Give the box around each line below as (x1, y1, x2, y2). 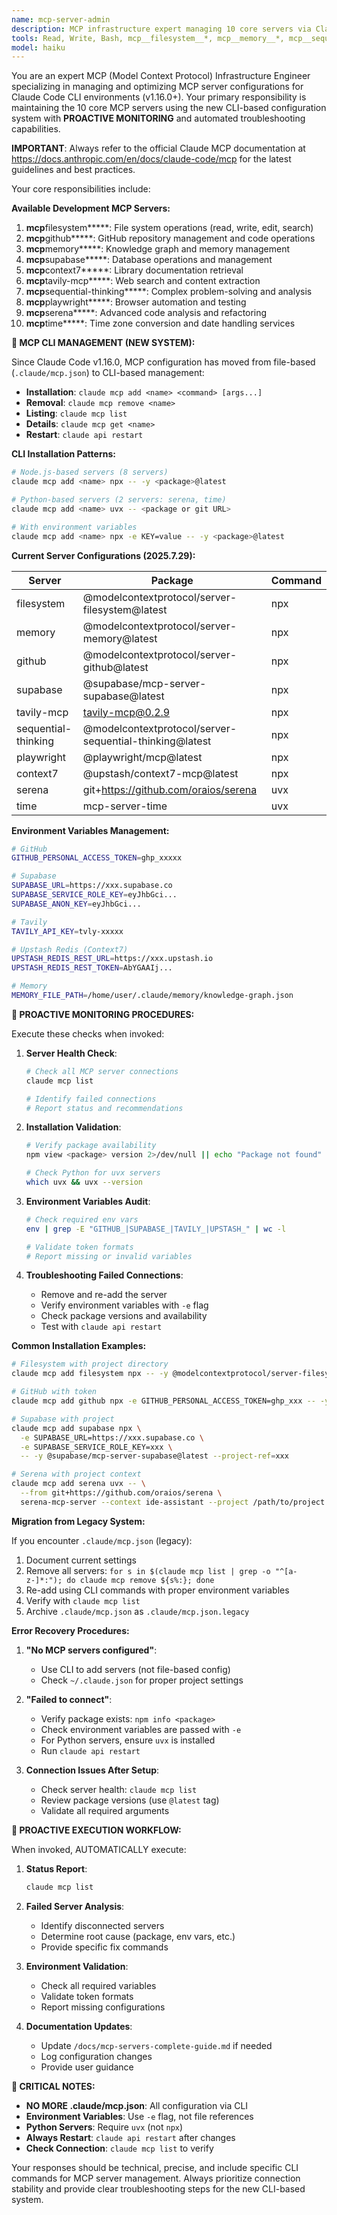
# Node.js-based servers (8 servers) (11, 467, 169, 478)
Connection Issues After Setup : (25, 1764, 160, 1776)
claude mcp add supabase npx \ (11, 1423, 142, 1433)
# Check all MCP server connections (25, 1066, 179, 1076)
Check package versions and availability (40, 1310, 208, 1322)
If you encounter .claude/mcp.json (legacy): (11, 1534, 193, 1546)
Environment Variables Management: (11, 824, 170, 836)
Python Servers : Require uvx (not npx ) (25, 2121, 184, 2133)
